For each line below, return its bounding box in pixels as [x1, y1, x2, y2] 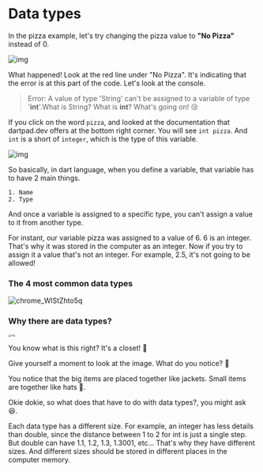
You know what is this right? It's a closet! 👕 [8, 343, 148, 353]
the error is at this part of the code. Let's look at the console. [8, 78, 206, 88]
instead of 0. [8, 39, 50, 48]
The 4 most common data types [8, 278, 133, 289]
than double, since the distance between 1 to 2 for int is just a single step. [8, 429, 247, 439]
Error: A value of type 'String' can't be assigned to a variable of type [27, 93, 250, 103]
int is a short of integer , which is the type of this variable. [8, 134, 198, 143]
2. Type [8, 195, 34, 203]
